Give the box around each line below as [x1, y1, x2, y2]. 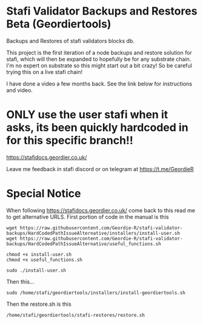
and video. [6, 86, 33, 93]
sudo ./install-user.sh [6, 267, 67, 274]
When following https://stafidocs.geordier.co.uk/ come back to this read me [6, 206, 196, 214]
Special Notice [6, 187, 81, 201]
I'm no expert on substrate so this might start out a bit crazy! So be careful [6, 62, 192, 69]
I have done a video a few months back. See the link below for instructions [6, 80, 193, 87]
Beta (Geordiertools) [6, 17, 111, 31]
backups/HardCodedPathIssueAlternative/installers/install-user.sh [6, 230, 181, 236]
